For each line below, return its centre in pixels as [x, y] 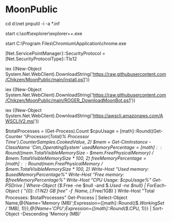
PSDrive [14, 185]
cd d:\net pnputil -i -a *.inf [33, 24]
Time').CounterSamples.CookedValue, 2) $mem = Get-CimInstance [77, 142]
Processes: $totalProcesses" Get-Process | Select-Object [66, 197]
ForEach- [157, 185]
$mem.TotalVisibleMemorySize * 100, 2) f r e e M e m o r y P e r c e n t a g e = [76, 158]
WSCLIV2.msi [20, 121]
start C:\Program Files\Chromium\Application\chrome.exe [66, 43]
